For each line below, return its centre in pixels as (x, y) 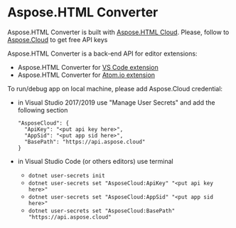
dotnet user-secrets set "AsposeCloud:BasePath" (102, 211)
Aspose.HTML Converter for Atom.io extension (86, 75)
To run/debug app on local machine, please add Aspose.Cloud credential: (115, 88)
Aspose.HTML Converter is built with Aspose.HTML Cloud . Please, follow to (118, 32)
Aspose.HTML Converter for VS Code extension (88, 67)
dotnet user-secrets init (66, 175)
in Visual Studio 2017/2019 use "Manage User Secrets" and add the (116, 102)
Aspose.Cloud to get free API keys (58, 39)
